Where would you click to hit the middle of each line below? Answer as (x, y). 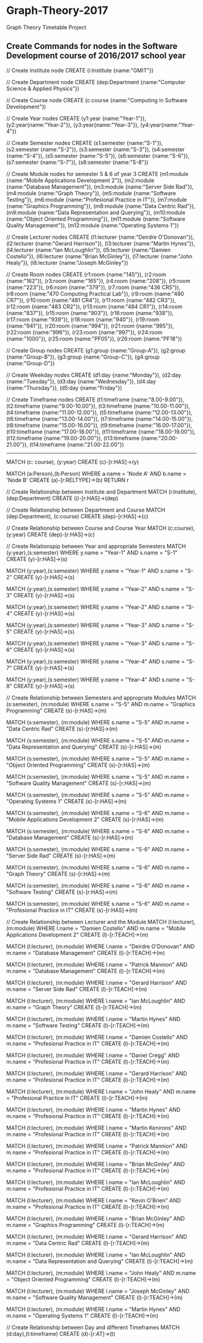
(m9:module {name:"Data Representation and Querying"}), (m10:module (96, 212)
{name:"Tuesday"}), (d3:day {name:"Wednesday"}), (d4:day (81, 381)
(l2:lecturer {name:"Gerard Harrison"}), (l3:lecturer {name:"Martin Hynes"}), (101, 243)
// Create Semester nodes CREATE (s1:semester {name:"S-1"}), (85, 143)
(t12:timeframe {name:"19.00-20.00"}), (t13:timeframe (73, 438)
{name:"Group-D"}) (31, 363)
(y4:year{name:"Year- (167, 125)
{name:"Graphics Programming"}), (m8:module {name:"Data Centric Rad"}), (101, 206)
